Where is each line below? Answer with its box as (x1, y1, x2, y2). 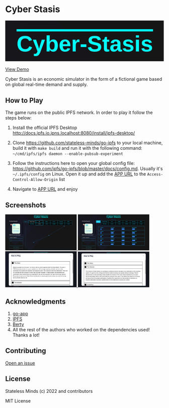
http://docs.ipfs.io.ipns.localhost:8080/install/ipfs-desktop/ (12, 130, 135, 136)
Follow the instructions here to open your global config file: (12, 160, 135, 166)
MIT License (5, 397, 31, 404)
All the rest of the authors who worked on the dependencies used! (12, 327, 150, 333)
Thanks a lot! (12, 332, 40, 338)
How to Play (5, 96, 44, 104)
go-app (12, 311, 29, 317)
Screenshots (5, 201, 46, 209)
